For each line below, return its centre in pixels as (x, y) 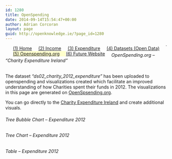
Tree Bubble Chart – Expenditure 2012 (45, 119)
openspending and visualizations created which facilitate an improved (79, 82)
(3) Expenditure (84, 48)
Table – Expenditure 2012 (32, 151)
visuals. (13, 108)
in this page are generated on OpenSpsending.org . (59, 93)
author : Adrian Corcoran (32, 24)
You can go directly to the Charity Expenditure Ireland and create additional (85, 102)
